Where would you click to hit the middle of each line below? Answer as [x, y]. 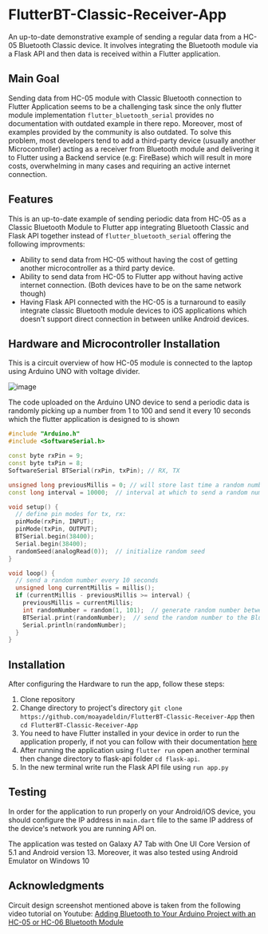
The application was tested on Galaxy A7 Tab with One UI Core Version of [129, 844]
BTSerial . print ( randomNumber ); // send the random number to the [135, 617]
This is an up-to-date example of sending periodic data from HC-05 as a [127, 219]
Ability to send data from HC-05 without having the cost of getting [128, 259]
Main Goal [34, 79]
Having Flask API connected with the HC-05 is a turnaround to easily [133, 301]
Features [31, 200]
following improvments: [47, 244]
